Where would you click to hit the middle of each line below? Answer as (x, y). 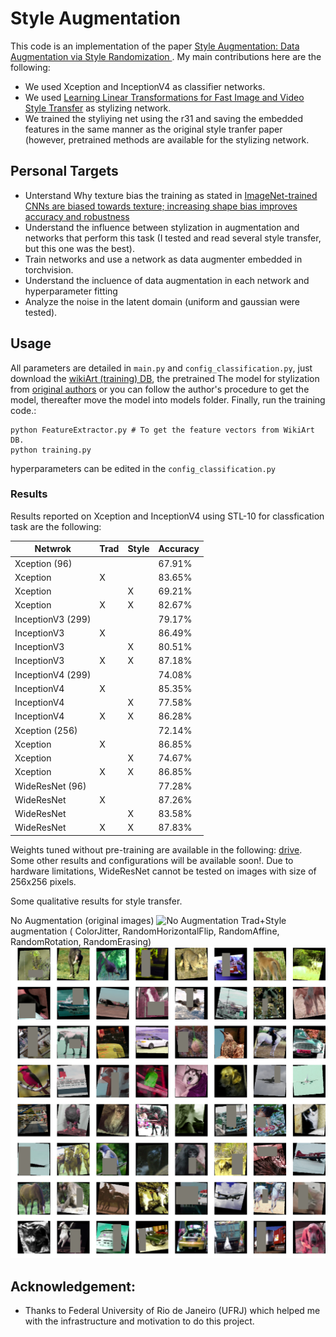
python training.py (51, 450)
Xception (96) (43, 563)
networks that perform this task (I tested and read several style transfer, (173, 238)
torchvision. (49, 269)
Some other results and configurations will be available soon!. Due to (152, 860)
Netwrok (53, 549)
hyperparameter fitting (71, 291)
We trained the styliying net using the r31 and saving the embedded (164, 118)
